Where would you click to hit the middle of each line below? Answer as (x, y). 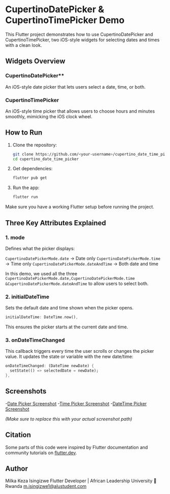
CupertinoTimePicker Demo (65, 20)
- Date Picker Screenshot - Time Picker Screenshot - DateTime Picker (76, 403)
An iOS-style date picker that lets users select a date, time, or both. (75, 87)
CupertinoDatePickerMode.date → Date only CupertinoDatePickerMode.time (83, 258)
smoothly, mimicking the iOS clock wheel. (49, 116)
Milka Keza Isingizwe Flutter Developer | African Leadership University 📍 (81, 481)
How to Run (24, 133)
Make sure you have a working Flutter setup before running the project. (80, 207)
